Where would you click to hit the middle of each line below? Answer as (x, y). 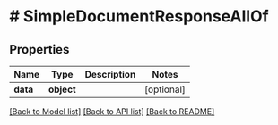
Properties (39, 50)
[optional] (165, 89)
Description (110, 75)
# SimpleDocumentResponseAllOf (139, 17)
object (62, 89)
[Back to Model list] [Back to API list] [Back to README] (112, 112)
